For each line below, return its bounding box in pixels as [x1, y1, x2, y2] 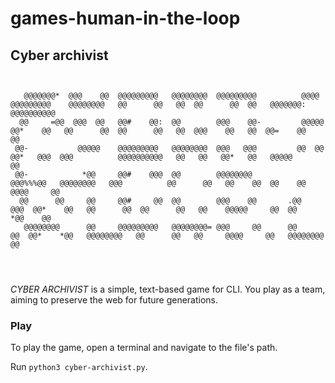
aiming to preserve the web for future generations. [10, 294, 219, 306]
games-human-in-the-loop [10, 7, 241, 30]
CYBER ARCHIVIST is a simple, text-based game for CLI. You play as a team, [10, 283, 326, 295]
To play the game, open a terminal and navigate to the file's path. [10, 342, 278, 354]
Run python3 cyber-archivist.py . [10, 361, 148, 373]
